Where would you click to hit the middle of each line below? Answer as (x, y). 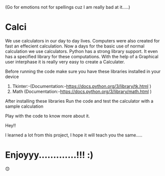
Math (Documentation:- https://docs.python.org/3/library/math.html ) (82, 91)
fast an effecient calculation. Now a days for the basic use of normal (75, 46)
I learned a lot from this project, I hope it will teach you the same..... (74, 135)
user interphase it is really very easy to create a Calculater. (65, 62)
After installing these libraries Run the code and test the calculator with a (79, 101)
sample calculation (24, 106)
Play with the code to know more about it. (48, 116)
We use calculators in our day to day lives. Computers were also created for (82, 41)
